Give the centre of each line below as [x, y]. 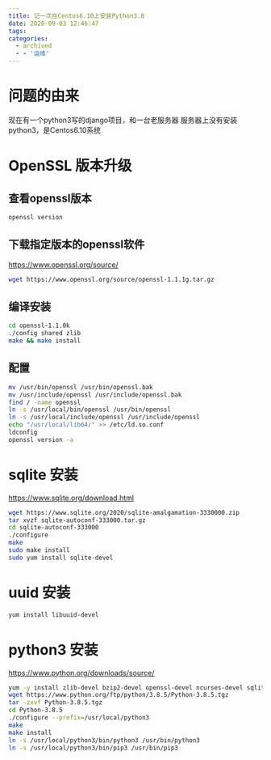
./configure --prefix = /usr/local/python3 [79, 718]
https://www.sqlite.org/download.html [71, 498]
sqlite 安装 [43, 475]
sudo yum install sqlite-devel [61, 558]
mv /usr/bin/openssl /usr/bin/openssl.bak [81, 387]
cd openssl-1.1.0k [39, 326]
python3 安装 [53, 650]
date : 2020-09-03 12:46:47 [54, 23]
